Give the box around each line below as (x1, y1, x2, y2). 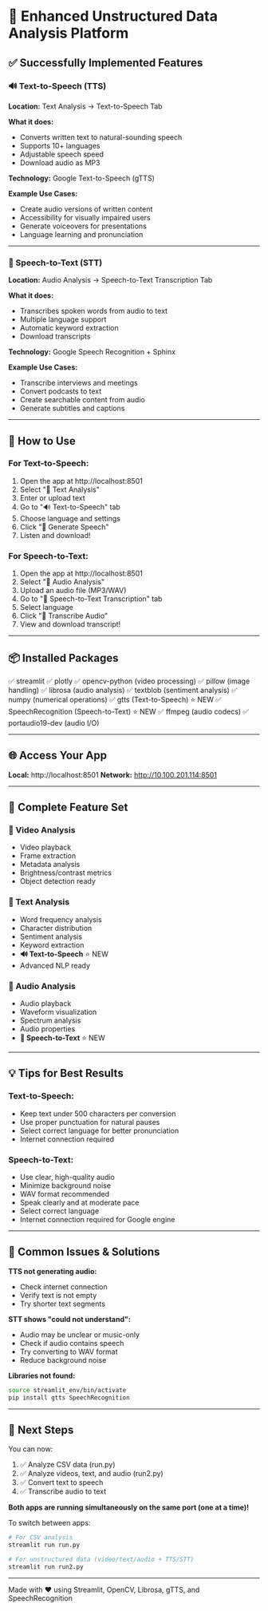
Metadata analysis (19, 860, 81, 869)
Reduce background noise (19, 1355, 107, 1364)
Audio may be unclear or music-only (19, 1329, 140, 1340)
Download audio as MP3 (19, 157, 100, 167)
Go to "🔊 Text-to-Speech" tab (19, 502, 121, 512)
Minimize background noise (19, 1181, 112, 1190)
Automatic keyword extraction (19, 323, 119, 333)
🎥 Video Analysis (8, 825, 76, 836)
